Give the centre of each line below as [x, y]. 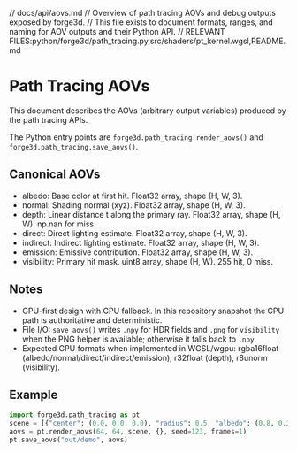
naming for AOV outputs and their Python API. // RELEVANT [117, 31]
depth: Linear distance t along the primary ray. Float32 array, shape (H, [151, 214]
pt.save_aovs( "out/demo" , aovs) [69, 440]
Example [34, 394]
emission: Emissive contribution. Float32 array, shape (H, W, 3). [137, 252]
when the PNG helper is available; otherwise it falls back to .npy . [139, 339]
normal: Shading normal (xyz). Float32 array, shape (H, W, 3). [133, 205]
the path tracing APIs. [49, 119]
